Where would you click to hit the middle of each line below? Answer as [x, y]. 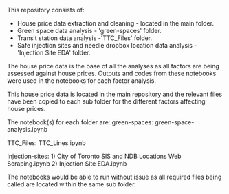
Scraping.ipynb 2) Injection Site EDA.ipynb [67, 164]
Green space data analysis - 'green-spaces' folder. [89, 31]
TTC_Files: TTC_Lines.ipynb [46, 143]
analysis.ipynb [28, 129]
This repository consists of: [46, 10]
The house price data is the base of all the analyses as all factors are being [113, 66]
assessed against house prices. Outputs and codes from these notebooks [112, 73]
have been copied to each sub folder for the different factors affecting [106, 101]
